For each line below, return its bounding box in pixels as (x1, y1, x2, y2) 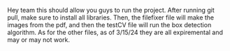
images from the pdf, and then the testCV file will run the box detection (7, 21, 212, 29)
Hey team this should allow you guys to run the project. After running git (7, 6, 215, 14)
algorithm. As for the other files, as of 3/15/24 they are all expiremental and (7, 28, 224, 36)
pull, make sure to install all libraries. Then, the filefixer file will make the (7, 13, 215, 22)
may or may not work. (7, 36, 71, 44)
